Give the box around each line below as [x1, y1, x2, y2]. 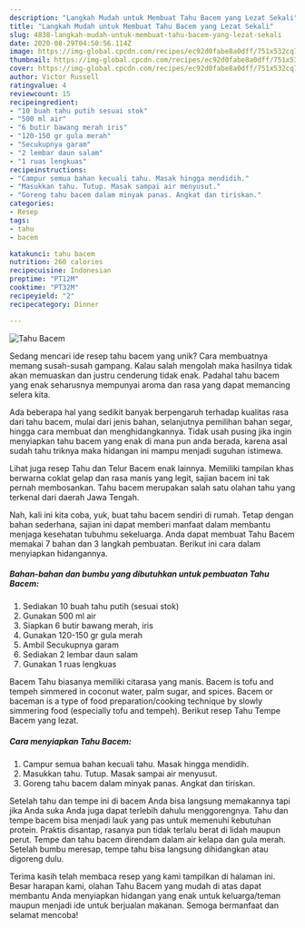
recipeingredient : [9, 97, 79, 107]
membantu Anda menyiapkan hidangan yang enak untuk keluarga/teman [9, 891, 281, 902]
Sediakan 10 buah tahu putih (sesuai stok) [22, 601, 180, 612]
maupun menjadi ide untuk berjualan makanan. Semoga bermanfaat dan [9, 900, 280, 911]
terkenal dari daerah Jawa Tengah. [9, 491, 140, 502]
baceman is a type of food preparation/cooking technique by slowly [9, 696, 263, 706]
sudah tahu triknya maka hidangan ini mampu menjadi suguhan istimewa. [9, 445, 283, 456]
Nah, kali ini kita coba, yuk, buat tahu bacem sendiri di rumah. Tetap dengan [9, 509, 294, 520]
